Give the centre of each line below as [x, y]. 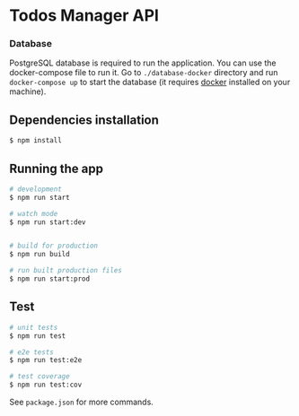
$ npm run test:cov [46, 385]
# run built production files [66, 271]
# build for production [54, 246]
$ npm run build [40, 255]
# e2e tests [31, 352]
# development [36, 189]
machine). [28, 91]
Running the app [56, 168]
